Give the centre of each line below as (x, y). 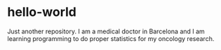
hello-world (42, 12)
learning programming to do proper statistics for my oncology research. (111, 38)
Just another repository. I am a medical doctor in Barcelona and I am (106, 31)
